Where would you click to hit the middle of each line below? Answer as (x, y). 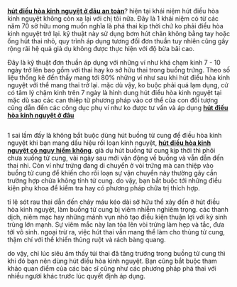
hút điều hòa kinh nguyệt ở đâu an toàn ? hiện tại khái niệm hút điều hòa (113, 11)
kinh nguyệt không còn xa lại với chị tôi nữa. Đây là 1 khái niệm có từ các (113, 18)
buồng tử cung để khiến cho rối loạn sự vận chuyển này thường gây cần (112, 173)
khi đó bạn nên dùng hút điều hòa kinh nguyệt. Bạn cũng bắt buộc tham (112, 261)
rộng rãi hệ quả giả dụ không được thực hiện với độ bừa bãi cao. (101, 49)
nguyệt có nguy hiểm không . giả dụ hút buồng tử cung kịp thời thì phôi (111, 150)
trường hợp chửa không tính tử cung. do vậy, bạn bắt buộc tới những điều (115, 180)
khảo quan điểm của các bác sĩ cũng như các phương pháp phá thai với (112, 269)
